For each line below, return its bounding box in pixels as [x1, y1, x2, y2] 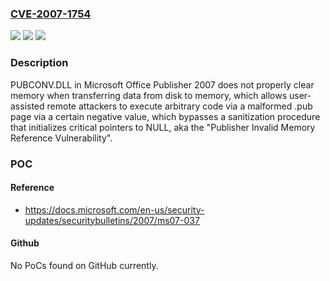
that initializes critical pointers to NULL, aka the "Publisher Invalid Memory [10, 121, 316, 133]
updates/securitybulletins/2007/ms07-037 [24, 214, 200, 226]
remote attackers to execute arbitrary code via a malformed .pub [46, 100, 313, 112]
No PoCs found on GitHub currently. [10, 259, 159, 271]
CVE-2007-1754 [10, 7, 92, 21]
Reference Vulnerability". [10, 132, 113, 144]
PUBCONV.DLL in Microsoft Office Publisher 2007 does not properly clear [10, 78, 315, 91]
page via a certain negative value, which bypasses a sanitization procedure [10, 110, 321, 122]
